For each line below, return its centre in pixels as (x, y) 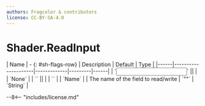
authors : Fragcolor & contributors (52, 12)
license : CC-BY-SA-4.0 (35, 18)
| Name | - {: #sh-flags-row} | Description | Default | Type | (80, 65)
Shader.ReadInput (53, 48)
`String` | (17, 85)
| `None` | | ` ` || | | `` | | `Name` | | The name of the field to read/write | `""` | (100, 79)
